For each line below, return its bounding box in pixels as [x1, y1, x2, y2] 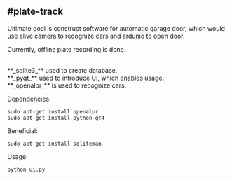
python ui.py [7, 166, 46, 173]
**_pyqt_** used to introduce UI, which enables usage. [7, 74, 165, 82]
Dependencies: [7, 95, 51, 103]
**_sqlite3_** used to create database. [7, 66, 118, 74]
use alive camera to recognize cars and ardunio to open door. [7, 32, 185, 40]
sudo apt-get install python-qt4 [7, 114, 105, 121]
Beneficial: [7, 126, 39, 135]
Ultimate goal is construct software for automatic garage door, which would [7, 24, 226, 32]
